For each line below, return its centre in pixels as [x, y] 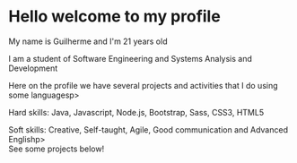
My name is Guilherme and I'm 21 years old [88, 41]
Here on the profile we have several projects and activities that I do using [144, 85]
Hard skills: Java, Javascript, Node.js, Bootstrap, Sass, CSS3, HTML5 [136, 112]
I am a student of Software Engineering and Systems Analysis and [131, 58]
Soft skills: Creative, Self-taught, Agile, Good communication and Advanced [148, 129]
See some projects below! [57, 149]
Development [33, 68]
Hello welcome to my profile [114, 17]
